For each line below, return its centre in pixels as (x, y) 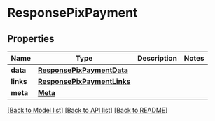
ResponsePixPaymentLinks (84, 81)
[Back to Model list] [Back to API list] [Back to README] (88, 110)
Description (157, 58)
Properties (31, 39)
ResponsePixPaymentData (83, 70)
